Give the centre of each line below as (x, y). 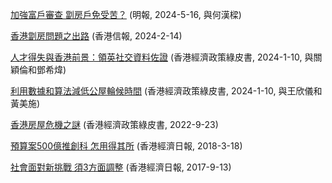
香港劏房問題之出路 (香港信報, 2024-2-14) (96, 36)
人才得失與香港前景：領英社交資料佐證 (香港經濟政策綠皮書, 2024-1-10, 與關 (166, 57)
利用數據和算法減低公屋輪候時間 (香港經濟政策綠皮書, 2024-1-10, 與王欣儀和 (166, 91)
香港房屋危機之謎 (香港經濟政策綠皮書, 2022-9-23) (114, 124)
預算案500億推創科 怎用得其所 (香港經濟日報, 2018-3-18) (126, 146)
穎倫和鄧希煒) (38, 69)
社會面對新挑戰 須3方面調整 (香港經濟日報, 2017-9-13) (121, 167)
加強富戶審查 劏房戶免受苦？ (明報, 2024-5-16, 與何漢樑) (126, 14)
